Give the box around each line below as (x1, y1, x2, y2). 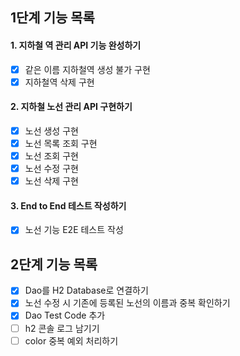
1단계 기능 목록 (10, 9, 95, 27)
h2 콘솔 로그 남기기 (24, 322, 100, 334)
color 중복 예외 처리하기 (24, 334, 119, 347)
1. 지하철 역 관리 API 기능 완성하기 (10, 39, 142, 51)
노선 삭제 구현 (24, 175, 79, 187)
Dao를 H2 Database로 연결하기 (24, 284, 149, 297)
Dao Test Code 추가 (24, 309, 106, 322)
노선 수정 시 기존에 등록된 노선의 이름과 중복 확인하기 (24, 297, 231, 309)
